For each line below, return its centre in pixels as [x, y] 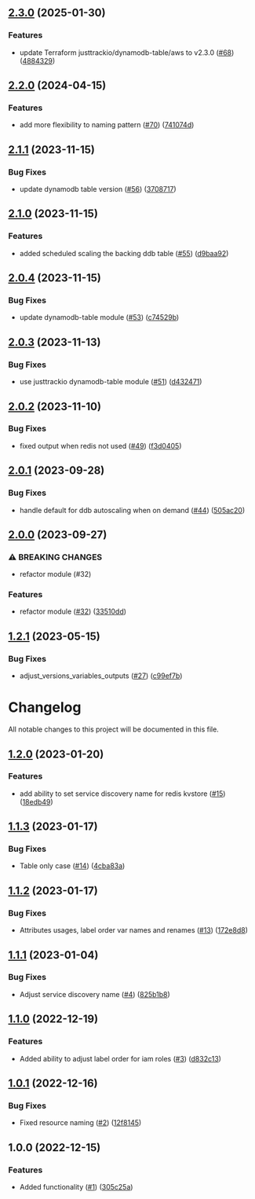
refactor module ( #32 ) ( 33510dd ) [73, 611]
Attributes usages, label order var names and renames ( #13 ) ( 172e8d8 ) [134, 930]
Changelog [45, 708]
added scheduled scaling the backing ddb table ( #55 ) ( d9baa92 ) [124, 253]
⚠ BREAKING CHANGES [55, 557]
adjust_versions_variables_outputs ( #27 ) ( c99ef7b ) [101, 676]
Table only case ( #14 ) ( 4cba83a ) [72, 866]
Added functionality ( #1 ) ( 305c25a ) [76, 1186]
